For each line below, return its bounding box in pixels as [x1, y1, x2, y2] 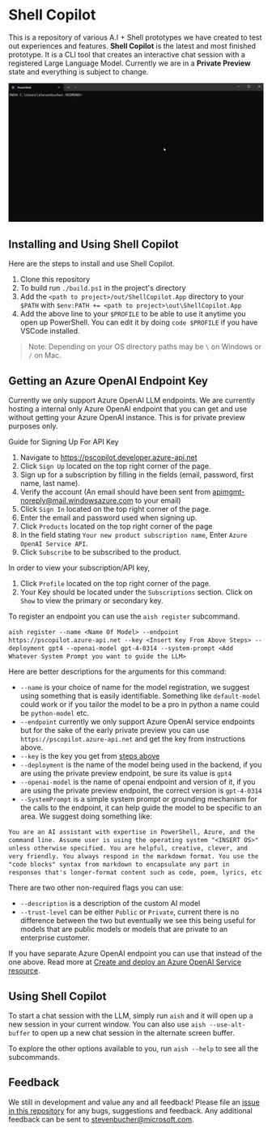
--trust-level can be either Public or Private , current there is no [19, 907, 240, 917]
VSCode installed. [19, 326, 80, 336]
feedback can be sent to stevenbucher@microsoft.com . [8, 1114, 194, 1124]
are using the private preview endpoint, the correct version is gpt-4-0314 [19, 785, 262, 795]
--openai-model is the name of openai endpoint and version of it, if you [19, 777, 256, 787]
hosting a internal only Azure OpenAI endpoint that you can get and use [8, 404, 248, 414]
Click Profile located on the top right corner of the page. [19, 579, 211, 589]
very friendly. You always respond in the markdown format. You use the [8, 853, 259, 861]
